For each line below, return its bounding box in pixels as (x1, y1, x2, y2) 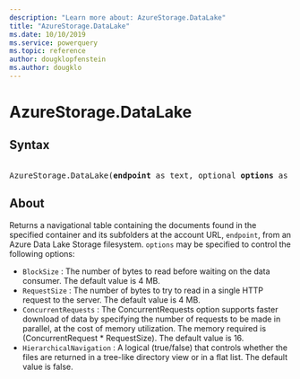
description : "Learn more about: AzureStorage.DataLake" (9, 13, 227, 22)
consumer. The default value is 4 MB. (21, 275, 161, 286)
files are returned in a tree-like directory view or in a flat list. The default (21, 351, 288, 362)
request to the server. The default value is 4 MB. (21, 294, 201, 305)
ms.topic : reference (9, 47, 87, 56)
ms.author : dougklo (9, 64, 82, 73)
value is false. (21, 361, 73, 372)
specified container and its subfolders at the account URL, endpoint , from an (9, 229, 292, 240)
